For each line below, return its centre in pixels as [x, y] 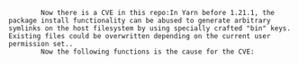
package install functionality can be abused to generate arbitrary [140, 20]
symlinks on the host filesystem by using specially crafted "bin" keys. [150, 28]
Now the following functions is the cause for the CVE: [148, 52]
